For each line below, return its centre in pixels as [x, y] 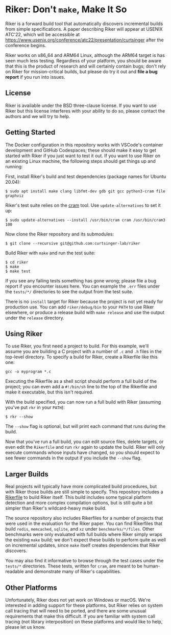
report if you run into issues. [35, 77]
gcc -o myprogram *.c [28, 372]
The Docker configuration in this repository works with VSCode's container [84, 145]
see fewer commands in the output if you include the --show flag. [74, 458]
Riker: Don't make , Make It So [66, 9]
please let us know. [26, 627]
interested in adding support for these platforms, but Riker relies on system [84, 605]
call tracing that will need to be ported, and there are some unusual [76, 611]
